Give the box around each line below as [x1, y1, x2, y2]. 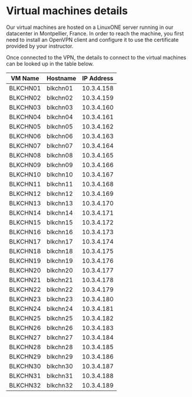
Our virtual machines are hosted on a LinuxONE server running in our [6, 24, 174, 31]
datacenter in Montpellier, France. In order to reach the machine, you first [6, 29, 184, 37]
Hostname [47, 74, 77, 82]
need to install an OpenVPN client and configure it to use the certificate [6, 36, 179, 43]
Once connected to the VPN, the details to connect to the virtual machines [6, 54, 187, 61]
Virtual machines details [6, 4, 128, 18]
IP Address [82, 74, 114, 82]
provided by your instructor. [6, 42, 74, 50]
